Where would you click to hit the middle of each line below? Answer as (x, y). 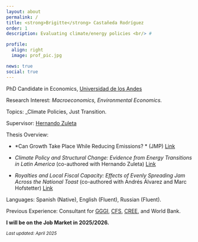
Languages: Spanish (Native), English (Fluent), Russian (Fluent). (84, 199)
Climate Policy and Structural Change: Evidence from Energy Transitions (103, 157)
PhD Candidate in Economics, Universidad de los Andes (74, 88)
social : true (22, 72)
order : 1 (17, 28)
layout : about (24, 12)
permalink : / (22, 17)
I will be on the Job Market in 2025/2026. (58, 222)
